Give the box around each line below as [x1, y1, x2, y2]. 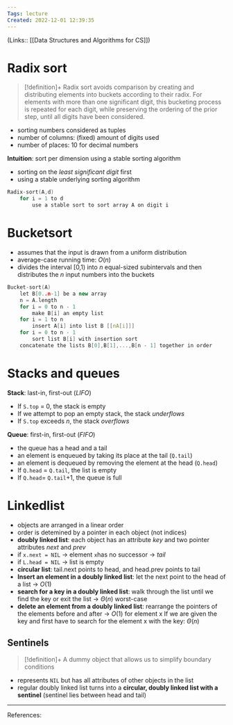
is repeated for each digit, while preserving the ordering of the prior [24, 105, 218, 113]
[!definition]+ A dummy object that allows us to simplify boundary [24, 655, 212, 664]
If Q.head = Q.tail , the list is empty [17, 465, 116, 474]
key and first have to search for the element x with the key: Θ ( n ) [17, 616, 200, 625]
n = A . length [19, 296, 58, 303]
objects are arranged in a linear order [17, 520, 124, 529]
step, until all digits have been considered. [24, 113, 146, 121]
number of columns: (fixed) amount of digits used [17, 134, 159, 142]
